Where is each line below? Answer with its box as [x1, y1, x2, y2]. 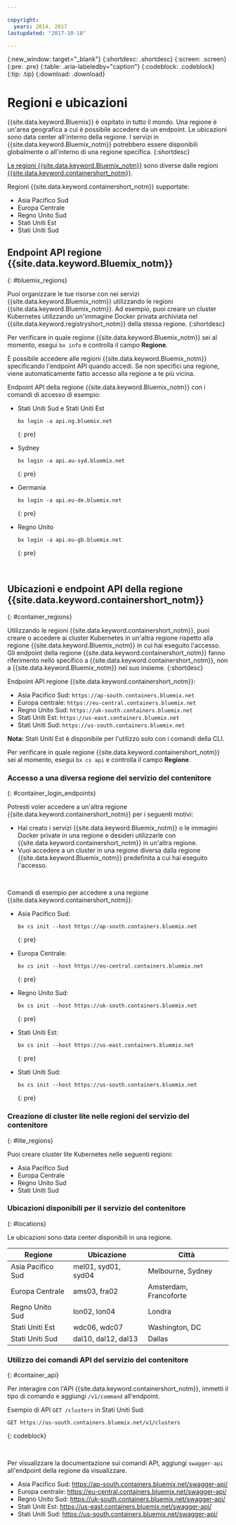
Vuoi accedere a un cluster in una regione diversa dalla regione [17, 846, 201, 855]
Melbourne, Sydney [147, 1266, 213, 1276]
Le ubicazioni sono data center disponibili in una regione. [7, 1233, 173, 1241]
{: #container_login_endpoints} [7, 789, 96, 797]
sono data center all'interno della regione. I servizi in [7, 133, 159, 141]
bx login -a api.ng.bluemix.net [17, 418, 112, 425]
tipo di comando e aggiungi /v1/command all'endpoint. [7, 1392, 160, 1400]
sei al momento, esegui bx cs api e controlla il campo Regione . [7, 755, 191, 764]
